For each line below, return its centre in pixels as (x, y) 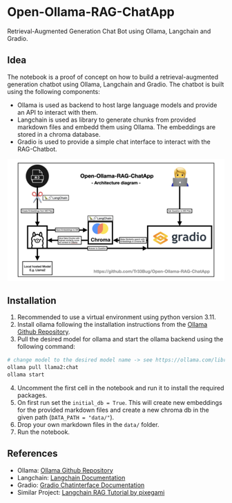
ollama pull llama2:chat (43, 367)
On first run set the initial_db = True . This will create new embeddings (119, 402)
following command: (46, 347)
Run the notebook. (43, 432)
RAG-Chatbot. (37, 149)
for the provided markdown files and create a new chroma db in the (113, 410)
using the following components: (54, 91)
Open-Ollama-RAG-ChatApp (91, 12)
